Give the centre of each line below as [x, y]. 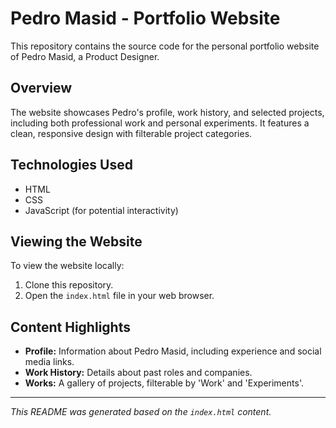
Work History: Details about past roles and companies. [138, 373]
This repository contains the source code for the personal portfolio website [165, 46]
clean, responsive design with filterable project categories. [131, 133]
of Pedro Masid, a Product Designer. [85, 56]
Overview [41, 88]
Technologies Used [71, 165]
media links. [49, 362]
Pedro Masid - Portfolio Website [145, 18]
